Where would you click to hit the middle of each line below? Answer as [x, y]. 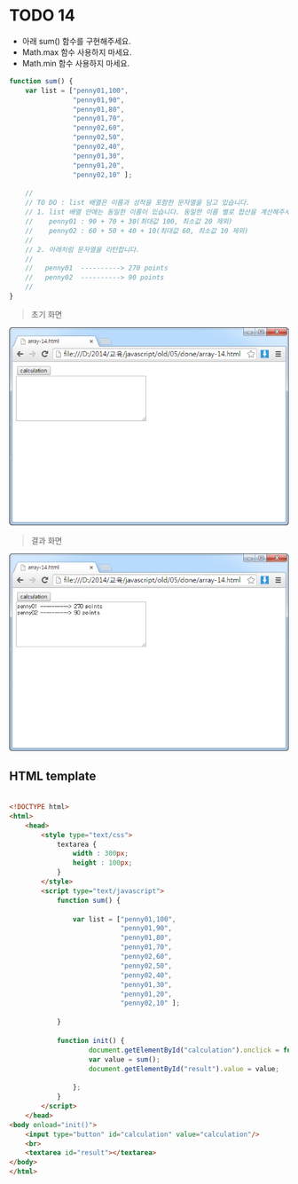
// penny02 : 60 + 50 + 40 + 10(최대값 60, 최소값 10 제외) [137, 231]
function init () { [90, 1040]
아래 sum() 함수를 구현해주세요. [76, 41]
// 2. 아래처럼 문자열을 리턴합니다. [82, 249]
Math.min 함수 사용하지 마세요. [76, 63]
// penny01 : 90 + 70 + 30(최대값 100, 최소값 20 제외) [129, 222]
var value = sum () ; [125, 1059]
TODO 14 [42, 16]
